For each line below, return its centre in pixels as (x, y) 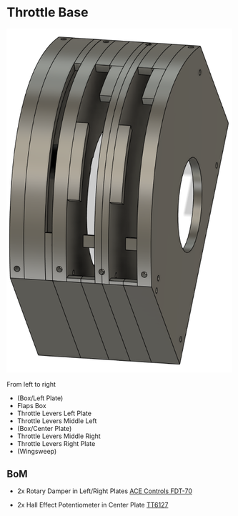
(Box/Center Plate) (44, 429)
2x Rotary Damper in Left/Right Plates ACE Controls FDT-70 (105, 491)
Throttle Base (48, 13)
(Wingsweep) (37, 452)
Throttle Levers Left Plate (54, 413)
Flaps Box (32, 406)
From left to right (31, 384)
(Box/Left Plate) (40, 398)
